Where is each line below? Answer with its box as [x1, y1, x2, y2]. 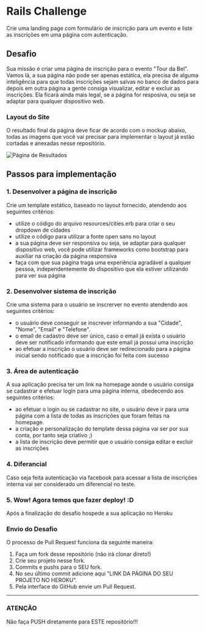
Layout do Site [6, 113, 50, 121]
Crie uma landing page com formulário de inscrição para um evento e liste [6, 24, 193, 32]
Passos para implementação [6, 169, 117, 180]
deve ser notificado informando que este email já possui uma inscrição [15, 339, 193, 346]
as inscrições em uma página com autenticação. [6, 31, 128, 38]
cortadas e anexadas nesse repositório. [6, 139, 106, 147]
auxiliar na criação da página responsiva [15, 252, 117, 259]
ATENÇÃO [6, 604, 37, 613]
